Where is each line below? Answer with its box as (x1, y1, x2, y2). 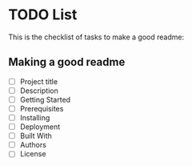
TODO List (8, 6, 78, 24)
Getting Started (19, 95, 70, 104)
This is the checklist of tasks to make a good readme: (8, 32, 185, 42)
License (19, 149, 46, 159)
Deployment (19, 122, 61, 132)
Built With (19, 131, 52, 141)
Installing (19, 113, 50, 122)
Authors (19, 140, 46, 150)
